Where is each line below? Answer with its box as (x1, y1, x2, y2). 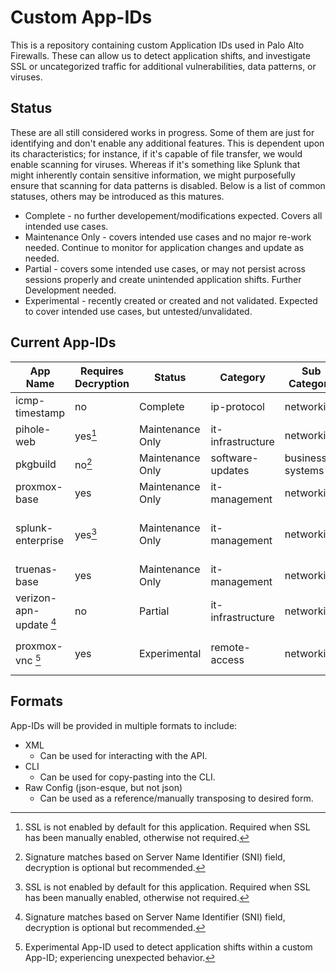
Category (219, 370, 266, 384)
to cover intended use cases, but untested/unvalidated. (24, 305, 253, 317)
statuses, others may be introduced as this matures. (10, 190, 225, 202)
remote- (210, 640, 251, 654)
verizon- (15, 591, 58, 605)
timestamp (15, 406, 66, 420)
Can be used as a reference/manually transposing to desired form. (39, 792, 314, 804)
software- (210, 451, 259, 465)
